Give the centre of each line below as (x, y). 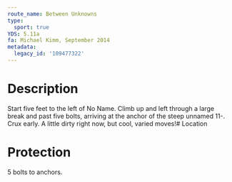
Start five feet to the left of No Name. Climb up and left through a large (111, 108)
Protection (39, 152)
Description (43, 89)
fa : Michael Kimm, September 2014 (59, 41)
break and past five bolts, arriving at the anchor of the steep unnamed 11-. (116, 116)
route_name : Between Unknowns (52, 14)
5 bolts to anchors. (35, 172)
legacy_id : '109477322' (49, 54)
